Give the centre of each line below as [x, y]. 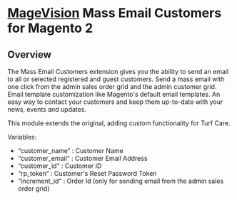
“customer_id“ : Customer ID [60, 166]
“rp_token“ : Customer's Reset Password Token [87, 173]
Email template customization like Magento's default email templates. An [114, 94]
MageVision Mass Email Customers [115, 13]
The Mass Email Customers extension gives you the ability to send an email [118, 72]
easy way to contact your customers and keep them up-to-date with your [115, 102]
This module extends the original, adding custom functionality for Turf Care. [119, 123]
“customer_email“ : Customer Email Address [82, 158]
